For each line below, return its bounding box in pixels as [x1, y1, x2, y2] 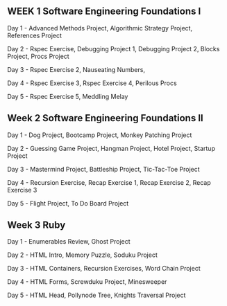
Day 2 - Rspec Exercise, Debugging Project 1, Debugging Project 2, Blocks [7, 44, 220, 53]
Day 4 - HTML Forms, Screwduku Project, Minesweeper [7, 278, 167, 286]
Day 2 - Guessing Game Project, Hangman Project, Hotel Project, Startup [7, 144, 215, 152]
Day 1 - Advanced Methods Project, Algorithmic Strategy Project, [7, 24, 193, 32]
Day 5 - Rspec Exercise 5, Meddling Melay [7, 92, 128, 100]
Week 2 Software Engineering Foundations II [7, 112, 203, 124]
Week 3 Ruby [7, 219, 66, 231]
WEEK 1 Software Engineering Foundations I [7, 6, 201, 17]
